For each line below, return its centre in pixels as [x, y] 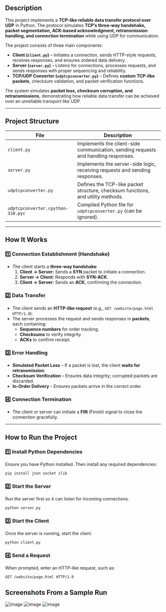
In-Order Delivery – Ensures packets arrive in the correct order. [77, 386]
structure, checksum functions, [113, 191]
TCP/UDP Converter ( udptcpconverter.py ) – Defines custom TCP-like [83, 76]
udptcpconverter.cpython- [38, 208]
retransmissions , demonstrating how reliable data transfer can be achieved [82, 96]
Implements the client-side [109, 144]
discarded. [23, 381]
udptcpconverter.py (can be [110, 211]
